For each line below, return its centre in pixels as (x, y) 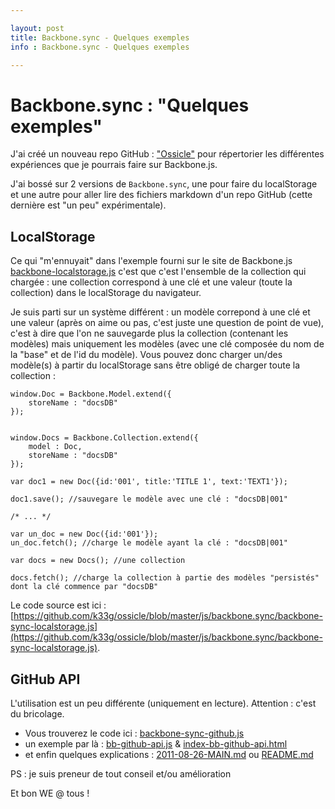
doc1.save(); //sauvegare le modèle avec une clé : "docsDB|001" (149, 499)
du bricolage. (37, 713)
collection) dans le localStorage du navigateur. (106, 293)
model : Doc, (55, 447)
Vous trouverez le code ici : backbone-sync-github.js (134, 733)
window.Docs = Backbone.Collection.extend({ (104, 438)
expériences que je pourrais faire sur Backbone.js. (114, 165)
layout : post (37, 28)
